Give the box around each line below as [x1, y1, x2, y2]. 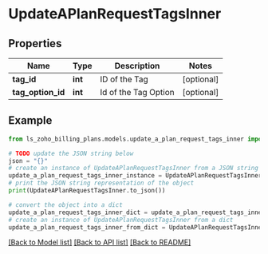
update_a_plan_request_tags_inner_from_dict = [8, 223, 166, 232]
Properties [8, 37, 62, 50]
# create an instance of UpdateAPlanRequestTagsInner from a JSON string [8, 165, 259, 173]
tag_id [12, 73, 37, 85]
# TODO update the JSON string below [8, 149, 134, 157]
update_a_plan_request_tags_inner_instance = [8, 172, 162, 180]
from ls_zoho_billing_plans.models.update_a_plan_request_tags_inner [8, 135, 245, 143]
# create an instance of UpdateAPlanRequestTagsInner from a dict [8, 216, 234, 224]
